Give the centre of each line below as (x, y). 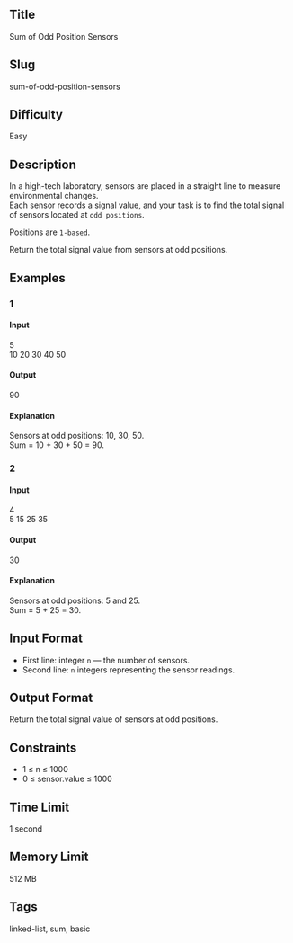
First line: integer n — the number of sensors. (106, 660)
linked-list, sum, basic (50, 929)
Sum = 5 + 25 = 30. (45, 609)
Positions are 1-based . (50, 232)
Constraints (43, 747)
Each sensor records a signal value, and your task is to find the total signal (147, 205)
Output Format (51, 697)
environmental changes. (54, 196)
